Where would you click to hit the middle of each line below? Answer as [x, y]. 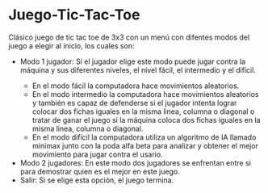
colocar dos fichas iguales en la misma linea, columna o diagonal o [143, 111]
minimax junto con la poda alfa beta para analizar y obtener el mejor [145, 145]
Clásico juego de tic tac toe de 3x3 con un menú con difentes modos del [129, 37]
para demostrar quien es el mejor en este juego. [100, 171]
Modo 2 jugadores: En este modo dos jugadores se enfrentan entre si [136, 162]
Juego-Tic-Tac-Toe [74, 15]
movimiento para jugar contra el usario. [97, 154]
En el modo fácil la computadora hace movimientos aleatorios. [136, 86]
